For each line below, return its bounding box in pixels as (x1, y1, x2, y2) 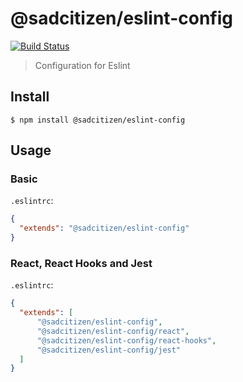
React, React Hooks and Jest (10, 256, 153, 270)
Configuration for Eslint (34, 59, 131, 71)
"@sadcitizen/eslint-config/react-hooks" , (36, 335, 217, 346)
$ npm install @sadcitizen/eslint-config (10, 115, 186, 125)
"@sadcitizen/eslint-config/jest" (36, 345, 182, 355)
